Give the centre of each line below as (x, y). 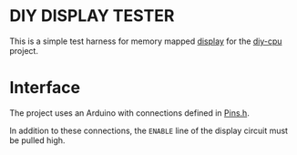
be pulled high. (37, 140)
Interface (45, 88)
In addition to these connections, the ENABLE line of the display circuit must (149, 130)
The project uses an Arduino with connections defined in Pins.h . (130, 113)
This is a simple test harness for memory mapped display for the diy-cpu (146, 41)
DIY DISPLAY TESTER (92, 16)
